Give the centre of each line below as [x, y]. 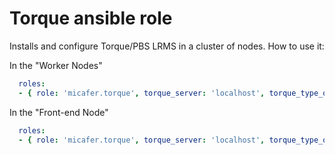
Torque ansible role [91, 18]
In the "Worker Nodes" [56, 65]
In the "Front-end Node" [59, 112]
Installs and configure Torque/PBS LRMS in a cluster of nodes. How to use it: [167, 46]
